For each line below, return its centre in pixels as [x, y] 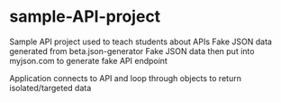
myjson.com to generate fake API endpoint [89, 60]
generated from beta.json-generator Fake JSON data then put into [132, 51]
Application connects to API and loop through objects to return [125, 78]
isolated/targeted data [50, 88]
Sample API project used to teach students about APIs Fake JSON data [141, 42]
